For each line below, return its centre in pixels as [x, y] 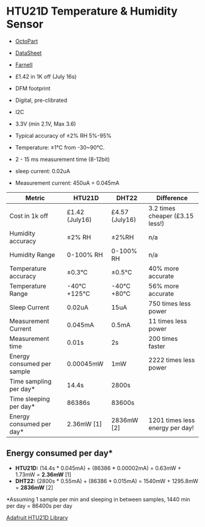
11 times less [168, 321]
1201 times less [172, 420]
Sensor [25, 24]
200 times [163, 339]
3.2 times [162, 208]
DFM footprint [33, 88]
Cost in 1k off [29, 216]
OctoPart [27, 41]
